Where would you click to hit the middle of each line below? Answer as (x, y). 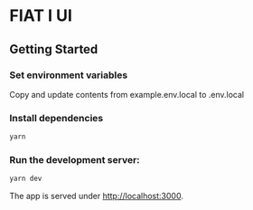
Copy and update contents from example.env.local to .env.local (127, 94)
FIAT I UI (41, 16)
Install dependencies (56, 118)
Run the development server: (75, 159)
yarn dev (26, 179)
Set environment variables (69, 75)
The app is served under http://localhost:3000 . (96, 196)
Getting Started (54, 49)
